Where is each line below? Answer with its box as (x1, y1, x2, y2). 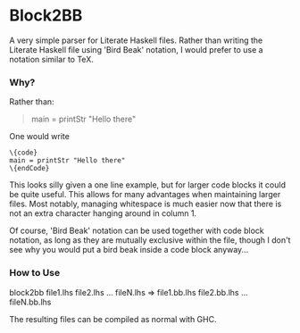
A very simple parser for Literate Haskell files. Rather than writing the (9, 35, 263, 46)
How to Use (9, 267, 61, 279)
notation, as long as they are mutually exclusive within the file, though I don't (9, 235, 291, 246)
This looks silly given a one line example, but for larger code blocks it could (9, 179, 286, 190)
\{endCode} (9, 164, 50, 173)
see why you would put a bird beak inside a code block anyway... (9, 245, 249, 255)
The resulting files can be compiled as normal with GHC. (9, 313, 217, 324)
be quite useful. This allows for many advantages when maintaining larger (9, 189, 281, 200)
